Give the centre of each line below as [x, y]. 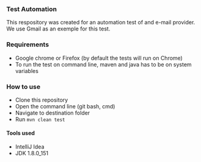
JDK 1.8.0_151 [32, 153]
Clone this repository [42, 100]
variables [27, 71]
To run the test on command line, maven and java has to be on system [103, 64]
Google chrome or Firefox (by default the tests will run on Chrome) [99, 58]
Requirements [28, 44]
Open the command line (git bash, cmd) [65, 106]
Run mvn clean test [40, 119]
